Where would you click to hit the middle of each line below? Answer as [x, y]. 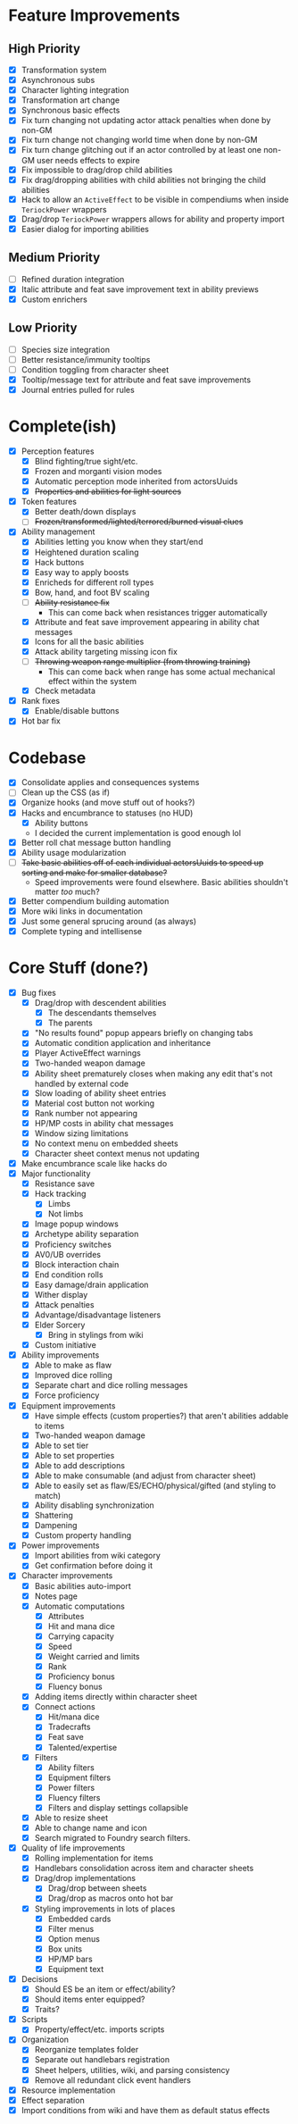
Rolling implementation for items [94, 1858]
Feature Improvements [94, 16]
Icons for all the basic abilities [89, 641]
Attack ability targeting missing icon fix [106, 652]
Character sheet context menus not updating [117, 1153]
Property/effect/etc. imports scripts [99, 2029]
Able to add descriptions [80, 1465]
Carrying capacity [81, 1636]
